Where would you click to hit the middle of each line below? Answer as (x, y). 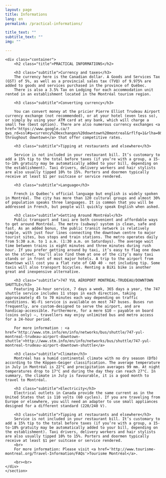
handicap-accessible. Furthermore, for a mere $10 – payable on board (79, 311)
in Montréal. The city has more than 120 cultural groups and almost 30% (83, 198)
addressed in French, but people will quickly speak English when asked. (83, 207)
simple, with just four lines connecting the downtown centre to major (80, 233)
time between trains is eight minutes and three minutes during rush (78, 245)
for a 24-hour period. (28, 319)
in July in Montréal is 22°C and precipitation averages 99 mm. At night (83, 367)
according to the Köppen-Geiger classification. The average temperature (83, 362)
